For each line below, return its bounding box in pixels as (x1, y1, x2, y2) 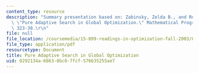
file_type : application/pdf (6, 42, 76, 48)
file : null (6, 31, 33, 36)
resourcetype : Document (6, 47, 65, 53)
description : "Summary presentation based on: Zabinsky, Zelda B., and (6, 14, 187, 20)
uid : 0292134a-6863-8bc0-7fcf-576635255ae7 (6, 58, 115, 64)
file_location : (6, 36, 44, 42)
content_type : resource (6, 8, 65, 15)
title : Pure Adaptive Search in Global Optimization (6, 52, 139, 58)
